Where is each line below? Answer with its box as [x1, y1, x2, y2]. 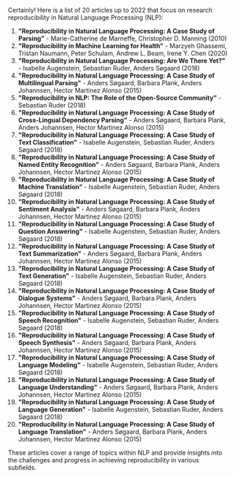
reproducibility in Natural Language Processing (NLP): [8, 13, 163, 22]
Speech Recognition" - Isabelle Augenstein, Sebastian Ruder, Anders [17, 316, 219, 324]
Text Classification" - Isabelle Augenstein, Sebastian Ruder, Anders [17, 138, 215, 146]
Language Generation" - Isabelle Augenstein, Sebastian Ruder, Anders [17, 405, 224, 413]
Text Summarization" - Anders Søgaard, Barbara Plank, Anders [17, 249, 203, 258]
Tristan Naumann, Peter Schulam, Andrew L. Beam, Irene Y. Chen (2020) [17, 49, 228, 57]
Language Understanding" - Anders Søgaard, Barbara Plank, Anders [17, 383, 219, 391]
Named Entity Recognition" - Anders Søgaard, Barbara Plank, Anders [17, 161, 220, 168]
